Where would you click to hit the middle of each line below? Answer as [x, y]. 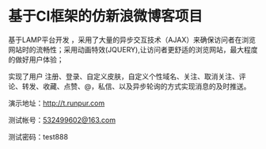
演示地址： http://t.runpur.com [57, 103]
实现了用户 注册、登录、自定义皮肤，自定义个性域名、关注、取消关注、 [123, 76]
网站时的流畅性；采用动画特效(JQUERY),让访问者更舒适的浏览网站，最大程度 [133, 49]
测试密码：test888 [38, 136]
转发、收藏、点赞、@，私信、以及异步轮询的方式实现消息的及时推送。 [136, 86]
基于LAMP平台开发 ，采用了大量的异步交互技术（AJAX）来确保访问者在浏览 [132, 40]
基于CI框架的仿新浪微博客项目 [106, 16]
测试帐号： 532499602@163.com [62, 120]
